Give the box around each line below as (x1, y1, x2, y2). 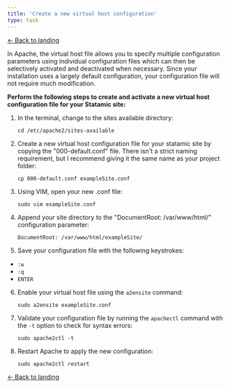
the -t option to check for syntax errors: (17, 321, 133, 329)
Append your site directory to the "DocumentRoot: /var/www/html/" (17, 213, 212, 221)
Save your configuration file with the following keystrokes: (17, 246, 185, 255)
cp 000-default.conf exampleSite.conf (17, 175, 130, 182)
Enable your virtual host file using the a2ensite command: (17, 288, 183, 297)
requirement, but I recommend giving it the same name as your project (17, 154, 220, 163)
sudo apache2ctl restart (17, 360, 90, 367)
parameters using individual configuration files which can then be (7, 57, 195, 65)
